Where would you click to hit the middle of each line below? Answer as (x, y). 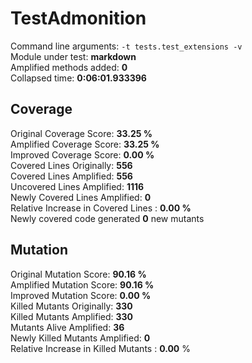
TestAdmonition (78, 18)
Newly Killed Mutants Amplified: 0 (80, 338)
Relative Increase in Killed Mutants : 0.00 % (100, 348)
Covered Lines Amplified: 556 (71, 176)
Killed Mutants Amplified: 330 (72, 316)
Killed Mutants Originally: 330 (71, 306)
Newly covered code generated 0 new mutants (107, 218)
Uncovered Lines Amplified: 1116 (77, 186)
